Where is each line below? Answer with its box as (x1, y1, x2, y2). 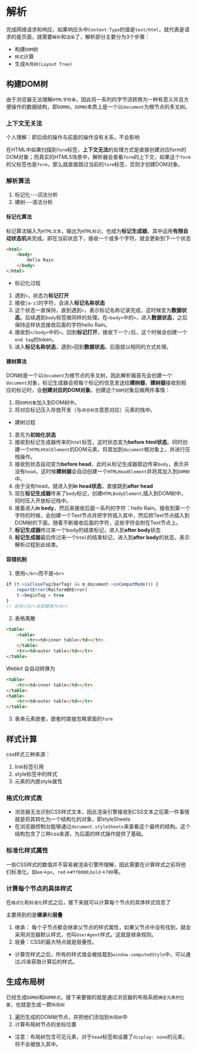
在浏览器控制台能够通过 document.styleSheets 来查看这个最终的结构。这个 (14, 823, 191, 830)
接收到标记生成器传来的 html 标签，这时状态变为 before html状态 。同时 (14, 439, 183, 446)
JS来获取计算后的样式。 (19, 958, 78, 965)
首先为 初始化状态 (14, 432, 56, 439)
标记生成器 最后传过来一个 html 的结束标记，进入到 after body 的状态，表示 (14, 534, 190, 541)
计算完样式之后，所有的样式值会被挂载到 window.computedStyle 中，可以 (14, 950, 186, 957)
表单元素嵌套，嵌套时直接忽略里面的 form (14, 715, 113, 722)
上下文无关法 (6, 119, 43, 127)
